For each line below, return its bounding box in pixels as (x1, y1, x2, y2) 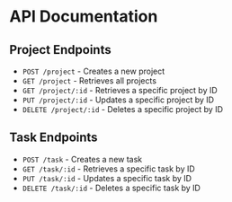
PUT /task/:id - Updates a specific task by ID (22, 172, 192, 183)
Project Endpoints (9, 42, 112, 57)
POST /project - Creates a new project (22, 66, 165, 76)
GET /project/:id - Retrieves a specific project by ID (22, 85, 218, 95)
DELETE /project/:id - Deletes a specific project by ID (22, 104, 223, 114)
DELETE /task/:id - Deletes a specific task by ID (22, 182, 201, 193)
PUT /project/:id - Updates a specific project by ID (22, 94, 214, 105)
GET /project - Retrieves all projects (22, 75, 157, 86)
